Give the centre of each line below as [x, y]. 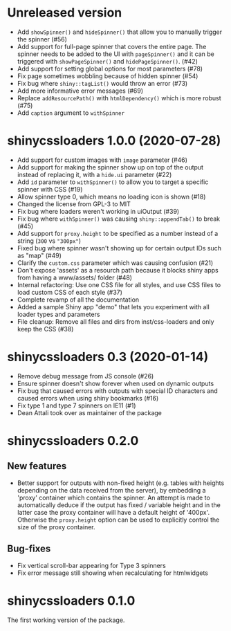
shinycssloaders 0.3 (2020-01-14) [108, 357]
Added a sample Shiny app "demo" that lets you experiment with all [113, 307]
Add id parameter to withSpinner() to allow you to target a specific [113, 182]
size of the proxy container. [56, 527]
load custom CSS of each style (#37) [70, 292]
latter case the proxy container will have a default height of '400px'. [113, 512]
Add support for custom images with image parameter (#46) [102, 160]
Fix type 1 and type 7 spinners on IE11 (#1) [76, 405]
